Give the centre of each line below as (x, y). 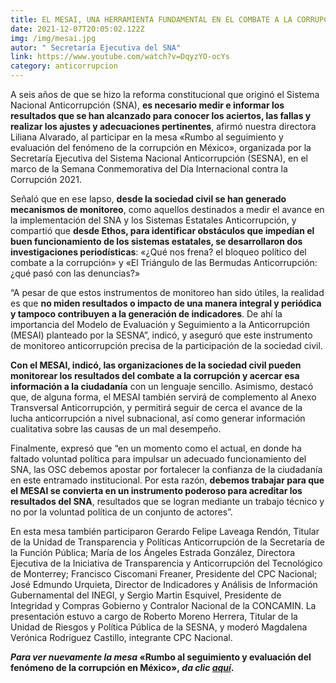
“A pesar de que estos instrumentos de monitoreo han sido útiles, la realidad (167, 292)
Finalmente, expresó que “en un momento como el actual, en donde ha (156, 448)
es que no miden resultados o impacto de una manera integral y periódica (166, 303)
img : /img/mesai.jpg (53, 38)
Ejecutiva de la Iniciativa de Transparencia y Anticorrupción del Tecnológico (166, 563)
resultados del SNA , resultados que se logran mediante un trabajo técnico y (167, 501)
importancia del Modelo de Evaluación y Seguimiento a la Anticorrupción (160, 324)
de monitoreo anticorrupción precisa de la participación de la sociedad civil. (166, 345)
